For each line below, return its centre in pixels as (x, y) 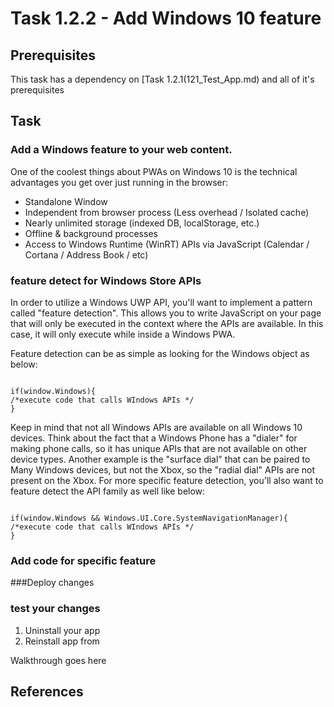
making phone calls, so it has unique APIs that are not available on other (159, 448)
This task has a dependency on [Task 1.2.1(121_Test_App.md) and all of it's (162, 79)
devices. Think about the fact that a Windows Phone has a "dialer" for (154, 438)
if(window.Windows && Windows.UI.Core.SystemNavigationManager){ (149, 518)
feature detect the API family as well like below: (108, 491)
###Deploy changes (52, 583)
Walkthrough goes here (58, 660)
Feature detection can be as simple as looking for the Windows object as (160, 353)
